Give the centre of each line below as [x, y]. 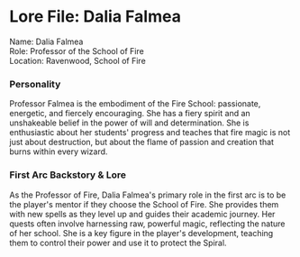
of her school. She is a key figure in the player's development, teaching [141, 233]
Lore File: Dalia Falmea [95, 17]
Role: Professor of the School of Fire [77, 50]
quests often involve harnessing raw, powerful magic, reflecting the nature [147, 224]
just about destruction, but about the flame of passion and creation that [142, 142]
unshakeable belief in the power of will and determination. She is [129, 123]
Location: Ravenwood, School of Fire [77, 60]
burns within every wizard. [59, 151]
